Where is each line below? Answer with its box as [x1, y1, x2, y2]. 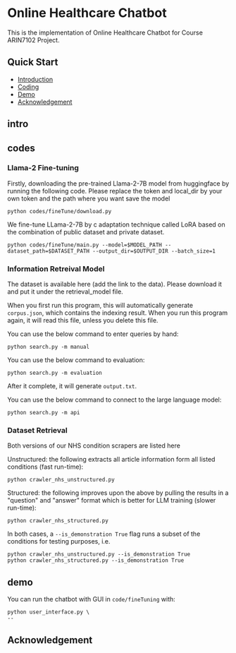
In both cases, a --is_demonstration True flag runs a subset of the [7, 529, 201, 538]
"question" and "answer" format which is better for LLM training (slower [7, 496, 216, 505]
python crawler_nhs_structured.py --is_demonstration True [7, 557, 185, 564]
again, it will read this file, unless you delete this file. [7, 316, 159, 325]
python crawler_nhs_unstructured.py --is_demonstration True [7, 551, 191, 558]
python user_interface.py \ [7, 609, 90, 616]
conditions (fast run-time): [7, 462, 84, 471]
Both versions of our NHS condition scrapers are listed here [7, 441, 181, 450]
